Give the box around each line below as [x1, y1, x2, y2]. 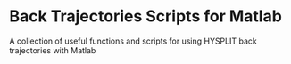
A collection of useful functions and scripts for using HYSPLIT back [9, 36, 257, 46]
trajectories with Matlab [9, 44, 96, 55]
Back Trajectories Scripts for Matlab [9, 6, 283, 27]
